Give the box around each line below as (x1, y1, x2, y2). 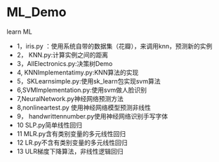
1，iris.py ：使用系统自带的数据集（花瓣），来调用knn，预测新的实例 (16, 41, 213, 50)
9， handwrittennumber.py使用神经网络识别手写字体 (16, 112, 168, 120)
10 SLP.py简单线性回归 (16, 121, 82, 129)
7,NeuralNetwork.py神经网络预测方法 (16, 94, 124, 102)
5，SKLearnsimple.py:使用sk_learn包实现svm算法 (16, 76, 161, 85)
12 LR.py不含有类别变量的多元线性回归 (16, 138, 128, 147)
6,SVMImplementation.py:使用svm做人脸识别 (16, 86, 147, 94)
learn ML (6, 27, 32, 36)
